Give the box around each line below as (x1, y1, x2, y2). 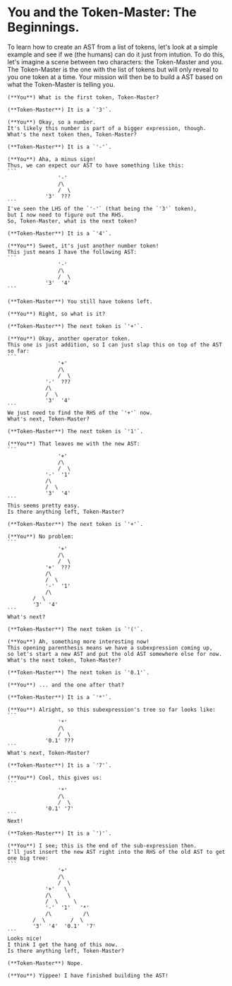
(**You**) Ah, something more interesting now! (7, 638, 150, 645)
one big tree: (7, 855, 49, 862)
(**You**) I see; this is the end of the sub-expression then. (7, 842, 197, 849)
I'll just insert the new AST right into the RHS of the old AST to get (7, 848, 226, 855)
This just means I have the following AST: (7, 248, 138, 255)
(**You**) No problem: (7, 533, 74, 540)
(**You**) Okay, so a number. (7, 118, 97, 126)
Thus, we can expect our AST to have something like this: (7, 162, 185, 169)
